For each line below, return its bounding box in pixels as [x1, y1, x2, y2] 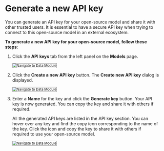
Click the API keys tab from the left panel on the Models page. [12, 53, 138, 59]
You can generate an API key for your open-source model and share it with [5, 19, 156, 25]
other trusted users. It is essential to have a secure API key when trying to [5, 24, 154, 30]
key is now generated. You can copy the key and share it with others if [12, 101, 154, 107]
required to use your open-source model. [12, 131, 95, 137]
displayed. [12, 77, 33, 83]
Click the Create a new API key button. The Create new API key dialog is [12, 72, 159, 78]
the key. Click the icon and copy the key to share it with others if [12, 126, 142, 132]
